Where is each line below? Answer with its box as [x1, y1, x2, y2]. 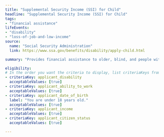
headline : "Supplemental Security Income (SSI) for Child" [5, 12, 128, 17]
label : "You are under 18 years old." [9, 97, 89, 103]
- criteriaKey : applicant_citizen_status [5, 116, 91, 121]
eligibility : [5, 66, 32, 71]
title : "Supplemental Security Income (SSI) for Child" [5, 7, 121, 12]
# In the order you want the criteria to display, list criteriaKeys [5, 70, 150, 75]
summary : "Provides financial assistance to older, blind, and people [5, 57, 152, 62]
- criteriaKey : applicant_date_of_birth [5, 93, 89, 98]
